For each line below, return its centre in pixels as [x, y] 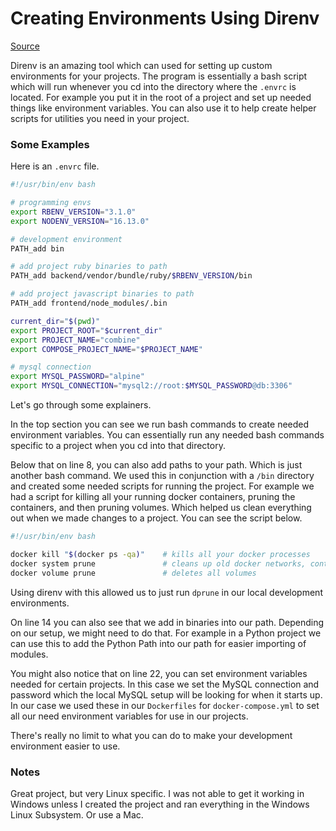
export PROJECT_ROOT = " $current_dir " [86, 330]
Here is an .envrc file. [55, 166]
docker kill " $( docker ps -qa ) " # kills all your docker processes [160, 554]
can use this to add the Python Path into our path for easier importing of [158, 643]
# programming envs [51, 203]
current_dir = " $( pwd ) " [55, 321]
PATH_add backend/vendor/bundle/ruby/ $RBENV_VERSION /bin [131, 276]
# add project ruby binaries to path [89, 267]
